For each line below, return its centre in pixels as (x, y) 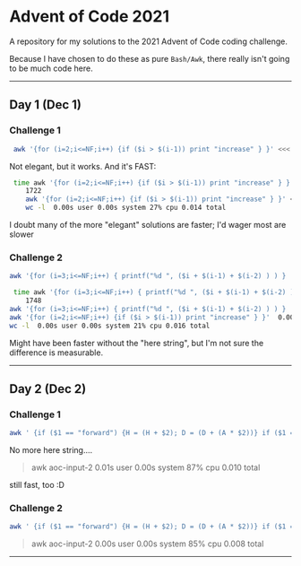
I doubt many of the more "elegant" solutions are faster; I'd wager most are (148, 225)
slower (21, 234)
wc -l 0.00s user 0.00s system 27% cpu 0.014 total (126, 208)
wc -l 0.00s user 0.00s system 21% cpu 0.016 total (110, 326)
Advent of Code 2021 (90, 17)
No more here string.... (51, 450)
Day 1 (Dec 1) (46, 105)
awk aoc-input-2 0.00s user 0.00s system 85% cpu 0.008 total (147, 544)
